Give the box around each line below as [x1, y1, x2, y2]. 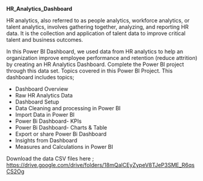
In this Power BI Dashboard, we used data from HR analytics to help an [6, 48, 184, 55]
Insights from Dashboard [15, 137, 78, 144]
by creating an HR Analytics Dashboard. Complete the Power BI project [6, 61, 184, 68]
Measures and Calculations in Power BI [15, 143, 114, 150]
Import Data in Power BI [15, 111, 75, 118]
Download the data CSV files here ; [6, 155, 94, 162]
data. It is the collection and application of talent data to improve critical [6, 30, 186, 37]
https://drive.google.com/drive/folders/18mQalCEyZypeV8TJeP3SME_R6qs [6, 162, 195, 168]
